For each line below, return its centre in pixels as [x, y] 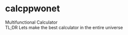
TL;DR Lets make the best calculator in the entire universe [64, 27]
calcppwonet [33, 9]
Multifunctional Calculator [31, 22]
